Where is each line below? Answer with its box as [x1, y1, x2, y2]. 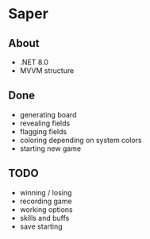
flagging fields [19, 126, 67, 136]
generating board [19, 110, 77, 119]
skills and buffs [19, 213, 70, 222]
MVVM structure [19, 66, 75, 75]
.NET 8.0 [19, 57, 49, 67]
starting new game [19, 144, 82, 153]
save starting [19, 222, 63, 231]
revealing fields [19, 118, 71, 128]
